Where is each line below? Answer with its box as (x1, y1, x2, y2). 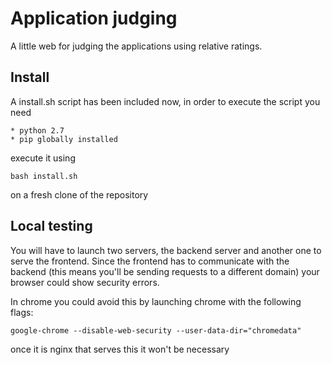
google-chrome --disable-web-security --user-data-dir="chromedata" (10, 325, 302, 336)
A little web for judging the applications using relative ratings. (10, 40, 263, 52)
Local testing (10, 218, 93, 235)
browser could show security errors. (10, 276, 160, 288)
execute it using (10, 152, 76, 164)
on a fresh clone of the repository (10, 188, 149, 201)
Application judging (10, 7, 178, 30)
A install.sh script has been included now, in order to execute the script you (10, 95, 321, 107)
